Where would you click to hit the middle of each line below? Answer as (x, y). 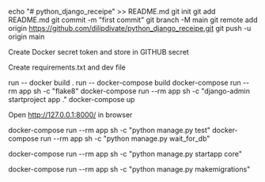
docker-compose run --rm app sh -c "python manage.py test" (110, 130)
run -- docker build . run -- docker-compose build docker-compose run (125, 83)
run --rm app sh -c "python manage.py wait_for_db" (125, 138)
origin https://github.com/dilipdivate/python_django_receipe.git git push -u (130, 28)
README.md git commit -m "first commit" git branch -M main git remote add (133, 20)
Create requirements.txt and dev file (67, 67)
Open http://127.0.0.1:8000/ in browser (70, 115)
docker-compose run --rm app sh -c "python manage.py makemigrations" (129, 169)
